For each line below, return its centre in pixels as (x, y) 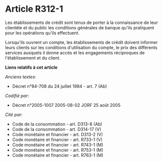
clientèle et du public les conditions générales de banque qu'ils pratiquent (80, 27)
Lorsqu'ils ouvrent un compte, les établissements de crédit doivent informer (81, 42)
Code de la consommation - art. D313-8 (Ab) (57, 124)
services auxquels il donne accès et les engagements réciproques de (75, 53)
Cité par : (14, 114)
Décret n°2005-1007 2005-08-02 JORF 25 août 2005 (66, 105)
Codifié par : (17, 96)
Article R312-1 (34, 9)
